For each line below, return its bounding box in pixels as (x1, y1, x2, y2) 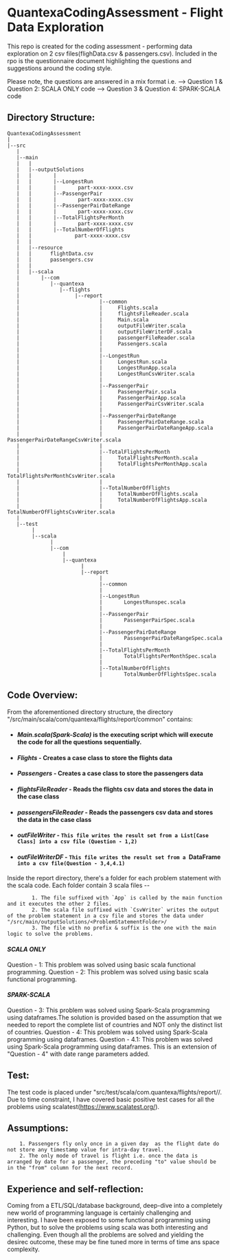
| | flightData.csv (16, 250, 94, 257)
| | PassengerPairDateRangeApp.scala (16, 424, 214, 431)
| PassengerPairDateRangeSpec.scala (99, 634, 223, 641)
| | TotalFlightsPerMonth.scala (16, 455, 198, 461)
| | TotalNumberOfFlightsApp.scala (16, 496, 207, 503)
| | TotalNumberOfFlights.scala (16, 490, 198, 497)
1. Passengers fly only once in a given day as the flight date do (19, 1141, 220, 1147)
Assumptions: (7, 1122, 69, 1134)
